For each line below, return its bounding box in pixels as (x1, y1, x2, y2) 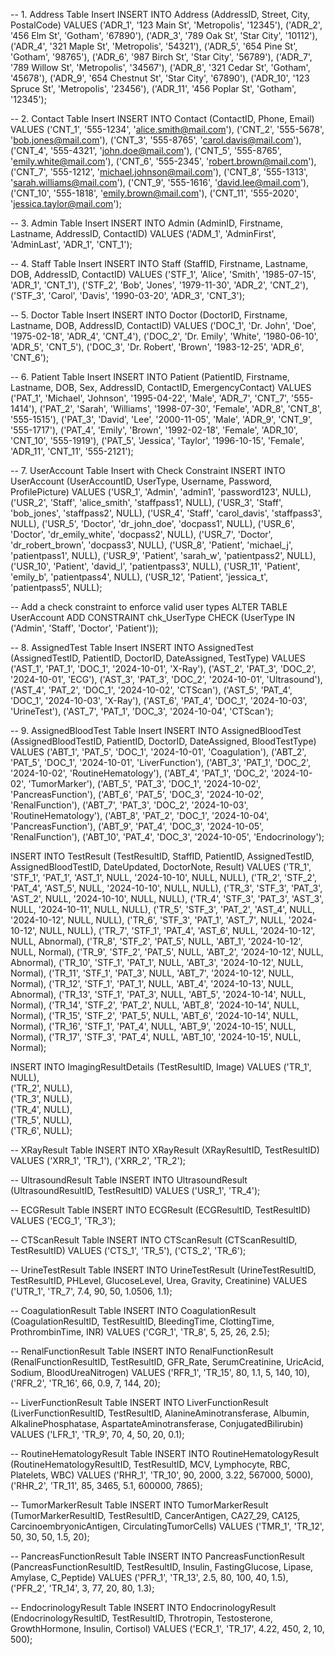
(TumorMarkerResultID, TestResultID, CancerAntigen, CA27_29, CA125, (10, 1510, 301, 1521)
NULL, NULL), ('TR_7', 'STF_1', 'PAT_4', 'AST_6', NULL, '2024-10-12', (39, 925, 316, 936)
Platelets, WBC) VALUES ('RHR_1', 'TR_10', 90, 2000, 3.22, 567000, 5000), (10, 1469, 314, 1481)
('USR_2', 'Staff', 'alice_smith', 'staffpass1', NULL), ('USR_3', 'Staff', (10, 497, 284, 508)
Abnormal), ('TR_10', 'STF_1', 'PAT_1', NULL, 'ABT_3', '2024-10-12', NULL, (10, 957, 304, 968)
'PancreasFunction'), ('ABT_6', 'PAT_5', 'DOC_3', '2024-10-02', (10, 789, 264, 800)
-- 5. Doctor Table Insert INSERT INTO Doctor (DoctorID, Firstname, (10, 309, 288, 321)
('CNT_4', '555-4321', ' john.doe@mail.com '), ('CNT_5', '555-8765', (10, 145, 282, 156)
